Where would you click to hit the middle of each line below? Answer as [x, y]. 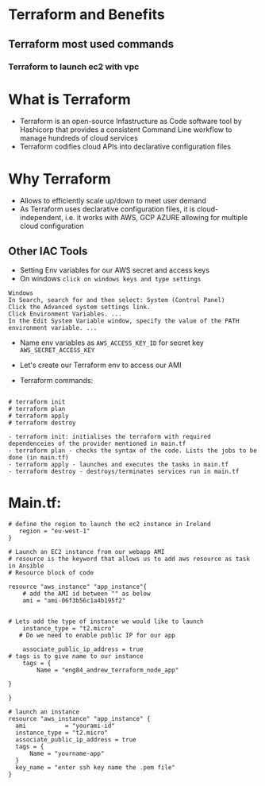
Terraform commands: [56, 381]
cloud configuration [52, 226]
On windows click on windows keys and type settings [110, 279]
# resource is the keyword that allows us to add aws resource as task [129, 559]
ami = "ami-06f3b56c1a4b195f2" [74, 601]
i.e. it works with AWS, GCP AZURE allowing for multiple [156, 218]
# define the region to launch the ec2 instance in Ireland [110, 525]
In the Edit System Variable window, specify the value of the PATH [124, 321]
